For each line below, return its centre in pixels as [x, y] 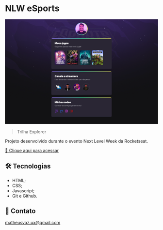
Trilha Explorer [32, 132]
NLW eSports [32, 8]
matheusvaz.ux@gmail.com [33, 223]
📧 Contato [20, 211]
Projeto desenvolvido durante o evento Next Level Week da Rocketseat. [76, 141]
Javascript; [23, 191]
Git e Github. [24, 196]
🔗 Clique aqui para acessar [32, 150]
